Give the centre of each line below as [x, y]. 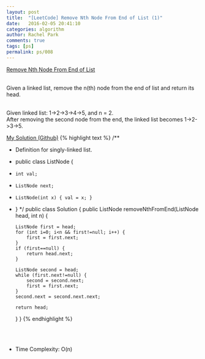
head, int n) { [32, 215]
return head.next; [50, 253]
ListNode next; [35, 186]
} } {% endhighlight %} [44, 318]
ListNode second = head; [47, 270]
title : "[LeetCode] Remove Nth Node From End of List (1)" [85, 18]
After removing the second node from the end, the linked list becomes [95, 119]
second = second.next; [55, 280]
